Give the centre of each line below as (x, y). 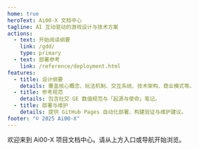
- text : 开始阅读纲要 (42, 40)
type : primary (40, 54)
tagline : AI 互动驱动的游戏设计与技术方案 (63, 27)
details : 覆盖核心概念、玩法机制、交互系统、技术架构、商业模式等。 (108, 86)
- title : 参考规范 (38, 92)
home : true (23, 14)
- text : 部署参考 (37, 60)
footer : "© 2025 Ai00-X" (44, 118)
